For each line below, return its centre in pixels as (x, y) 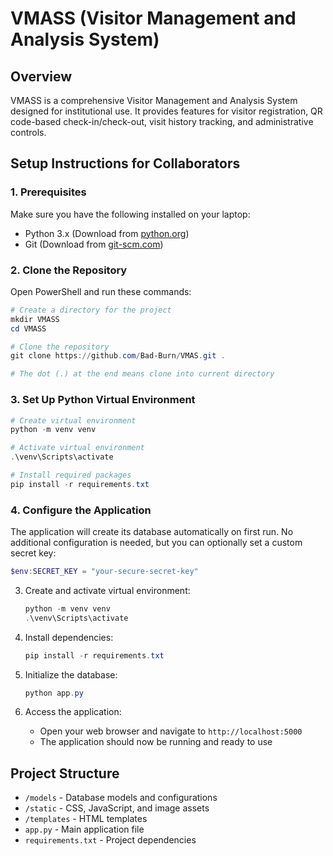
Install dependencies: (69, 637)
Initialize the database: (71, 674)
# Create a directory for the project (91, 310)
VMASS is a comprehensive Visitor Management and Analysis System (154, 100)
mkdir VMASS (35, 319)
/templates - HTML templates (86, 819)
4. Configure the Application (81, 510)
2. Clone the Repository (69, 270)
